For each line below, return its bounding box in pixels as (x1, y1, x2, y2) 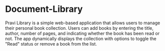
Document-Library (5, 3, 83, 15)
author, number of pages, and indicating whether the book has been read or (5, 30, 160, 36)
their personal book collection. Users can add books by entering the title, (5, 25, 154, 31)
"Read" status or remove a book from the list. (5, 41, 97, 47)
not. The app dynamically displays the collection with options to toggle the (5, 36, 157, 42)
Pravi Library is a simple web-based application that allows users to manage (5, 20, 161, 26)
